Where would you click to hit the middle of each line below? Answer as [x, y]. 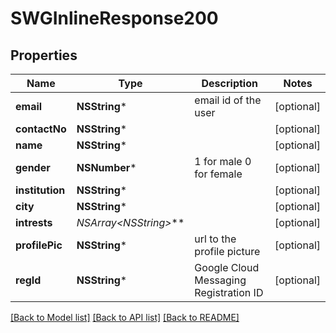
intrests [34, 222]
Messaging [220, 280]
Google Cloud [227, 267]
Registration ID [229, 292]
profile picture [227, 251]
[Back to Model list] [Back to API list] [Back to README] [125, 317]
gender [33, 167]
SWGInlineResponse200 [114, 18]
